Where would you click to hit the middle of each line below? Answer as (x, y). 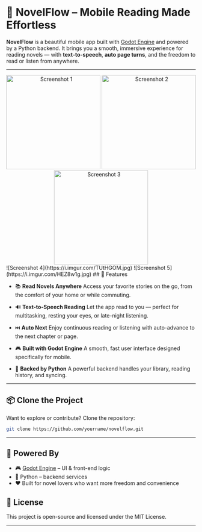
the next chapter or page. (46, 336)
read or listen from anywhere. (43, 61)
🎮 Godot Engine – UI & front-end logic (63, 468)
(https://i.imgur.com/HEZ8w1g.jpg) (49, 274)
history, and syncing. (41, 375)
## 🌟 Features (110, 274)
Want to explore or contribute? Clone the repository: (71, 418)
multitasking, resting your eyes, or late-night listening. (81, 315)
